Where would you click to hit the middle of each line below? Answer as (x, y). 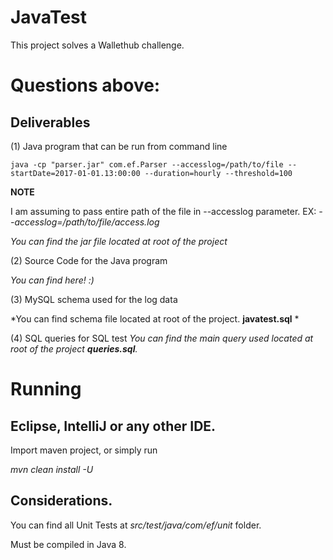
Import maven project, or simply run (84, 450)
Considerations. (61, 501)
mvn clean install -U (52, 469)
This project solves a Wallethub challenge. (97, 45)
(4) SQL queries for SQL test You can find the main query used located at (162, 338)
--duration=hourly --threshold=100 (218, 173)
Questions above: (85, 85)
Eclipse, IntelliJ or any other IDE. (113, 426)
